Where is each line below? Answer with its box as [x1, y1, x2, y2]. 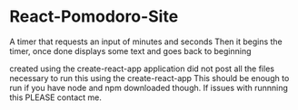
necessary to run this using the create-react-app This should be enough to [9, 72, 290, 83]
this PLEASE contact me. [9, 92, 102, 103]
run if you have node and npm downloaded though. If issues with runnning [9, 82, 289, 93]
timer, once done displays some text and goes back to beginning [9, 45, 252, 56]
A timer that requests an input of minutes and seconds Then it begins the [9, 36, 283, 47]
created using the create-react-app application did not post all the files [9, 63, 275, 74]
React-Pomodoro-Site [9, 6, 179, 27]
